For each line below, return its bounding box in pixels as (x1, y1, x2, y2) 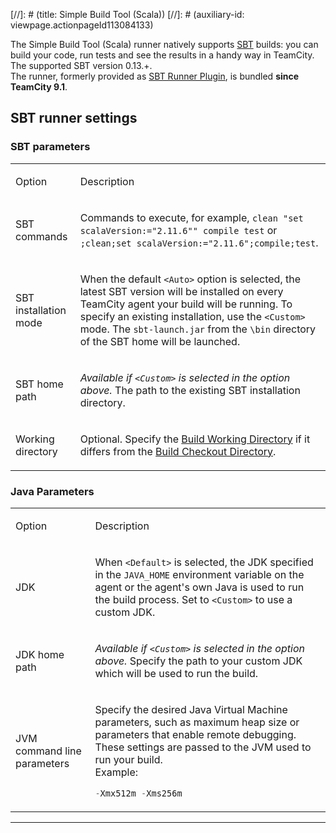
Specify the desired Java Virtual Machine (94, 702, 288, 716)
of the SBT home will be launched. (79, 334, 241, 348)
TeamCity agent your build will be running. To (79, 297, 293, 311)
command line (15, 744, 82, 758)
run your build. (94, 752, 163, 766)
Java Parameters (10, 484, 95, 498)
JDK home (15, 647, 65, 661)
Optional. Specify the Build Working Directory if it (79, 432, 311, 446)
